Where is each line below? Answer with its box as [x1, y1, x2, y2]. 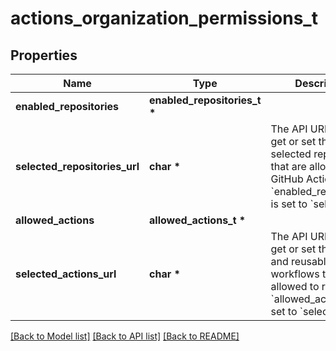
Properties [10, 47, 78, 64]
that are [270, 160, 307, 173]
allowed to [270, 280, 320, 293]
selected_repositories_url [15, 160, 140, 173]
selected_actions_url [15, 267, 117, 281]
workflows [270, 267, 320, 281]
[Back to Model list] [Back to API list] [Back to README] [10, 330, 240, 342]
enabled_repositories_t [149, 93, 262, 107]
